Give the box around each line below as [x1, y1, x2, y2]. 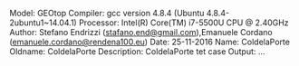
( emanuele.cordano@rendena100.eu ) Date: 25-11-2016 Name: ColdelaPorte [9, 36, 290, 47]
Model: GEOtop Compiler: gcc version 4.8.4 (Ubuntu [9, 8, 205, 18]
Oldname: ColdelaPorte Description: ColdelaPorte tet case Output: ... [9, 46, 265, 57]
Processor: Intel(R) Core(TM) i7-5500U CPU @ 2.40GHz [78, 17, 289, 28]
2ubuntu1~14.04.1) [9, 17, 77, 28]
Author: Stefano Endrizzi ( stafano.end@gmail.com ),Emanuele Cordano [9, 27, 274, 37]
